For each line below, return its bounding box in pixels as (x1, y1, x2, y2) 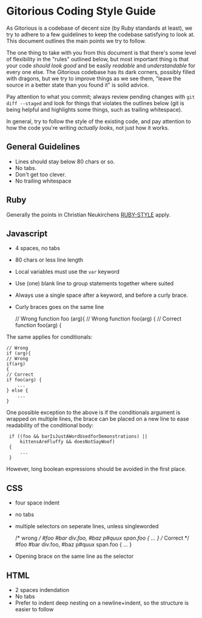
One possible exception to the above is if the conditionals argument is (6, 409, 181, 416)
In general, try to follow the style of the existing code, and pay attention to (6, 117, 191, 125)
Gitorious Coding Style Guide (6, 4, 157, 18)
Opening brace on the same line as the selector (15, 552, 134, 560)
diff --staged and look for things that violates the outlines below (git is (6, 99, 184, 107)
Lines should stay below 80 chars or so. (15, 158, 115, 165)
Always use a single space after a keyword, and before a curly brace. (15, 291, 188, 299)
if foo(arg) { (6, 377, 42, 383)
